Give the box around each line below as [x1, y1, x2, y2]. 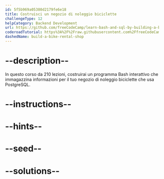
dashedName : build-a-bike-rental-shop [5, 35, 84, 39]
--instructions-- [5, 99, 72, 109]
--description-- [5, 55, 69, 66]
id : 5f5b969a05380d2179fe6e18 [5, 7, 67, 12]
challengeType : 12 [5, 16, 42, 21]
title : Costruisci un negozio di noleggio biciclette [5, 12, 117, 17]
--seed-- [5, 143, 42, 154]
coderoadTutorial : [5, 30, 42, 35]
